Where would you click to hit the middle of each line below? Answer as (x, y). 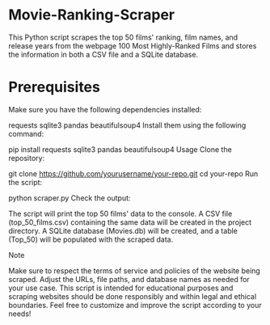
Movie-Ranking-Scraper (92, 15)
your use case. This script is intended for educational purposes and (121, 288)
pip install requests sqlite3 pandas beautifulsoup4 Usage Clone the (120, 149)
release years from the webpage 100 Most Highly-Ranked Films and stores (133, 45)
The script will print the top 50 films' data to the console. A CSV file (120, 213)
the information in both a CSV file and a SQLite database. (103, 54)
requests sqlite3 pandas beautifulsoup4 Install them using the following (127, 125)
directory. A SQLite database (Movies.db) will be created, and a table (123, 230)
